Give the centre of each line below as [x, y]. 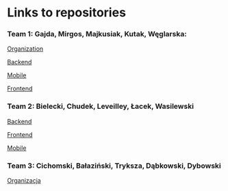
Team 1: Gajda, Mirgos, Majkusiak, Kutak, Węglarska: [97, 34]
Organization [25, 49]
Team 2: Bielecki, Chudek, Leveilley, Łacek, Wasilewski [100, 106]
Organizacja [24, 181]
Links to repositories [67, 13]
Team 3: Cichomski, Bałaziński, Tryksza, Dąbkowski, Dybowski [114, 166]
